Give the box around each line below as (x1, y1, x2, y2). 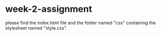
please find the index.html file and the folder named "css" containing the (5, 20, 156, 26)
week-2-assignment (5, 3, 92, 15)
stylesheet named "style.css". (5, 25, 67, 31)
